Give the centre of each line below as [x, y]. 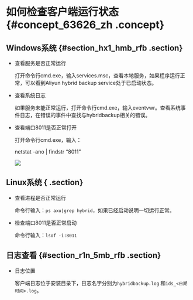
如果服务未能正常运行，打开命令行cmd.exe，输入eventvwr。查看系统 [98, 108]
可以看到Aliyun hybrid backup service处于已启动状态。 [91, 83]
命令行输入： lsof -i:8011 [46, 235]
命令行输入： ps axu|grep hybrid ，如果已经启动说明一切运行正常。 [94, 210]
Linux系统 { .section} [45, 183]
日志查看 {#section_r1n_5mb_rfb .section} [84, 255]
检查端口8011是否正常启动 [46, 223]
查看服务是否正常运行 [40, 63]
